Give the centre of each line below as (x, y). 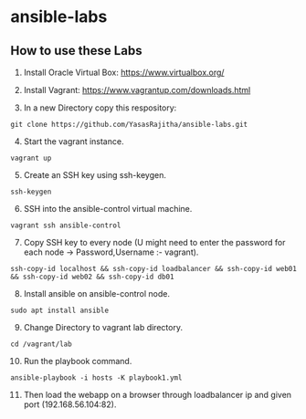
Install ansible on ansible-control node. (96, 293)
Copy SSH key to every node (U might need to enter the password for (154, 242)
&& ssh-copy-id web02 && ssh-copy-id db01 (92, 277)
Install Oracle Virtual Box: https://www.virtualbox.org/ (124, 72)
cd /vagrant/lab (41, 344)
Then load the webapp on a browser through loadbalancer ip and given (157, 395)
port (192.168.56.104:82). (70, 404)
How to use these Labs (76, 51)
